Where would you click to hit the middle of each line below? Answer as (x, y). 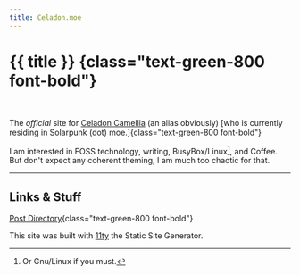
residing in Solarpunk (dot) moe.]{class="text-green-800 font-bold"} (135, 132)
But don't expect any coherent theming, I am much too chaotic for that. (140, 161)
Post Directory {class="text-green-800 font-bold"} (101, 219)
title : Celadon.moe (46, 17)
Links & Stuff (46, 197)
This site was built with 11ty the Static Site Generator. (106, 236)
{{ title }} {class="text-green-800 (137, 61)
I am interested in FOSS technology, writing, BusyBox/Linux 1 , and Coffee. (144, 150)
